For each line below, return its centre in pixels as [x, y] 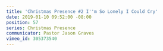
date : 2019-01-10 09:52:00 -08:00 [49, 17]
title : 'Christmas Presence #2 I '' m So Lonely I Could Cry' [82, 11]
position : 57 [22, 22]
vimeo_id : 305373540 [32, 39]
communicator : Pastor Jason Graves [50, 33]
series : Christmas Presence [41, 28]
